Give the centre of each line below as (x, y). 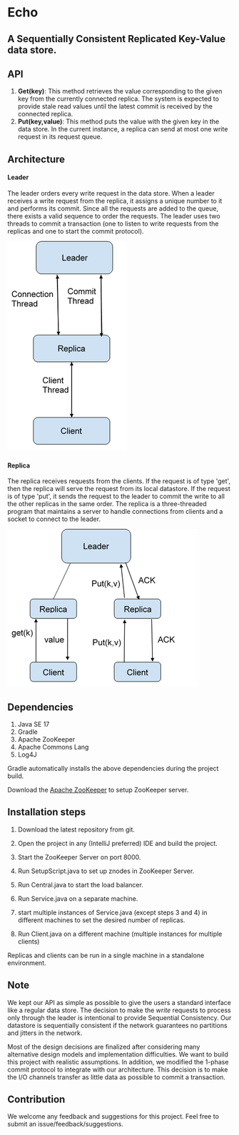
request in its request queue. (60, 137)
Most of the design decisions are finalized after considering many (104, 1046)
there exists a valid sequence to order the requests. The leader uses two (114, 216)
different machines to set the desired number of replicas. (101, 920)
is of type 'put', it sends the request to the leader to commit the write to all (116, 496)
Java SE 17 (34, 724)
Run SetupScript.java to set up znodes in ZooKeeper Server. (106, 871)
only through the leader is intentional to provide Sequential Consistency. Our (119, 1017)
